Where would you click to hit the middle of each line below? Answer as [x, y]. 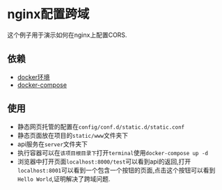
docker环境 [33, 77]
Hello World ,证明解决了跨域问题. [64, 179]
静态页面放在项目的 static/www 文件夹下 [73, 135]
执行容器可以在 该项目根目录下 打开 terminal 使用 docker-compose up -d [113, 152]
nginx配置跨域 [48, 14]
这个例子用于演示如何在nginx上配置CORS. [67, 35]
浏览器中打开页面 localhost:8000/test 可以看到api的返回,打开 [104, 161]
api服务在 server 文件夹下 [53, 144]
